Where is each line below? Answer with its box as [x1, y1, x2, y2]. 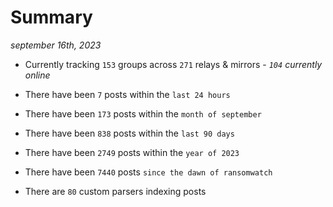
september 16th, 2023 [10, 39, 102, 51]
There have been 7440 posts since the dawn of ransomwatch [24, 166, 273, 178]
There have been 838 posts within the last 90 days [24, 127, 235, 139]
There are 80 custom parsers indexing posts [24, 185, 207, 197]
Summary [10, 6, 93, 29]
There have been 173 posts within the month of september [24, 107, 262, 120]
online [24, 69, 51, 81]
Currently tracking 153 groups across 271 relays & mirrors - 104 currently [24, 58, 323, 70]
